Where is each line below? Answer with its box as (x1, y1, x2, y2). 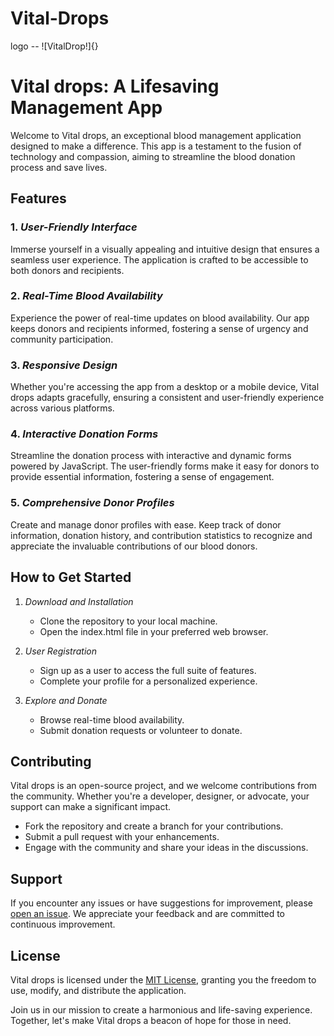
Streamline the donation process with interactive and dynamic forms (10, 450, 292, 462)
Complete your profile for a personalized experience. (39, 675, 258, 687)
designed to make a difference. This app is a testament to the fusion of (10, 140, 302, 152)
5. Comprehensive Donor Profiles (10, 496, 175, 510)
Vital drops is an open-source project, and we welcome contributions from (10, 780, 317, 792)
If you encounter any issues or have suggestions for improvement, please (10, 897, 313, 909)
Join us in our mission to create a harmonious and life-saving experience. (10, 1004, 313, 1016)
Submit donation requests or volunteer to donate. (39, 724, 243, 736)
